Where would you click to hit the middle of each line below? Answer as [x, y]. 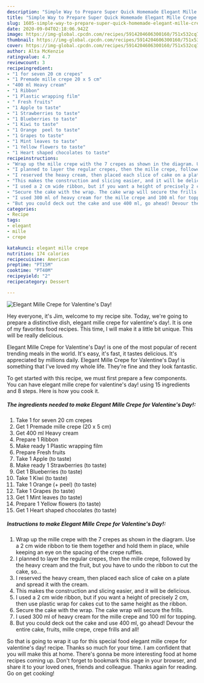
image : [15, 35]
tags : [14, 220]
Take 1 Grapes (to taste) [45, 490]
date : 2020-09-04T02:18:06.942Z [48, 29]
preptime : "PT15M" [30, 265]
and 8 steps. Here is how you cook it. [53, 391]
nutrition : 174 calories [38, 254]
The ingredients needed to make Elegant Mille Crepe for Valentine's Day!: [101, 405]
